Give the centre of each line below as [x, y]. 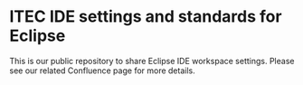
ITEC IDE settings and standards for [146, 17]
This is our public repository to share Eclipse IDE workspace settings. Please [152, 61]
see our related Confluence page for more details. [103, 71]
